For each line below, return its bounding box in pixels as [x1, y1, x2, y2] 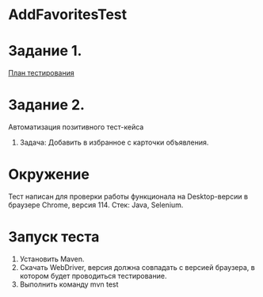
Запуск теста [8, 228, 100, 246]
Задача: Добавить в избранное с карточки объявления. [19, 137, 209, 148]
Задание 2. [8, 96, 86, 114]
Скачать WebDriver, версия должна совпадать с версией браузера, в [19, 262, 255, 272]
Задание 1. [8, 42, 82, 60]
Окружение [8, 165, 90, 183]
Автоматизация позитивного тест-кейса [8, 122, 144, 132]
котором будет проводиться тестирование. [19, 271, 167, 280]
